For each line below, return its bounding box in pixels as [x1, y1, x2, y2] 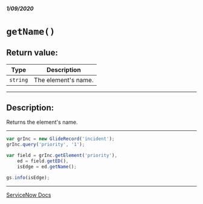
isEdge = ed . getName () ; [17, 164, 77, 170]
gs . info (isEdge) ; [6, 174, 50, 180]
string [9, 76, 28, 83]
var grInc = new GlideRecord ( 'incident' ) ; [6, 136, 115, 142]
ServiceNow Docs [6, 191, 51, 199]
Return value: [6, 48, 59, 58]
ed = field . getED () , [17, 158, 69, 164]
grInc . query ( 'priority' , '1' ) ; [6, 142, 85, 148]
